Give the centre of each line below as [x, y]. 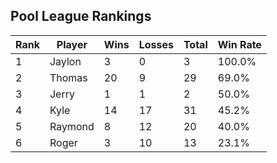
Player [72, 44]
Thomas [68, 77]
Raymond [72, 126]
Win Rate [239, 44]
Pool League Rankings [81, 16]
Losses [156, 44]
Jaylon [65, 61]
